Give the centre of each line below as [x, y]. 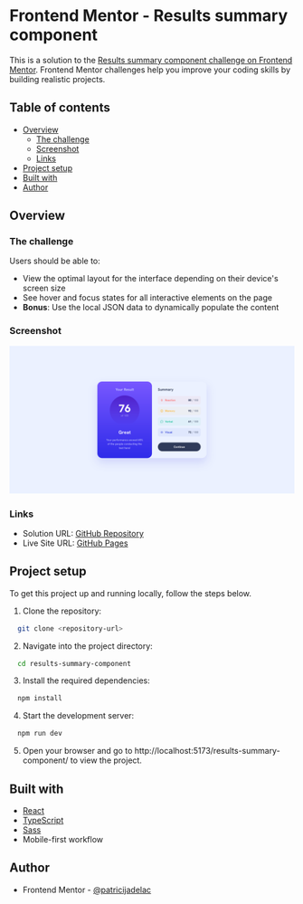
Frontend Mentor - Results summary [149, 16]
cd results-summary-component [74, 663]
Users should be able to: [55, 261]
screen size [44, 288]
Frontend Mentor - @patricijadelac [87, 890]
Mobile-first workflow [63, 840]
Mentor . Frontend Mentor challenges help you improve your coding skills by [150, 70]
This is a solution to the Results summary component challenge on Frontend [151, 60]
